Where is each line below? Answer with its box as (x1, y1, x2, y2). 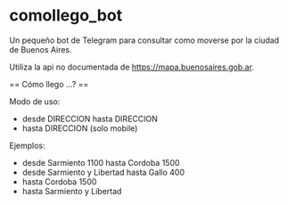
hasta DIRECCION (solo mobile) (21, 122, 138, 134)
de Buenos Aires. (9, 44, 73, 54)
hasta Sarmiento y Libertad (21, 185, 122, 196)
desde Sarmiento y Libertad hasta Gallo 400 (21, 167, 185, 177)
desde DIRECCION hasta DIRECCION (21, 113, 159, 124)
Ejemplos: (9, 140, 46, 151)
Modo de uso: (9, 95, 61, 107)
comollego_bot (9, 5, 123, 26)
